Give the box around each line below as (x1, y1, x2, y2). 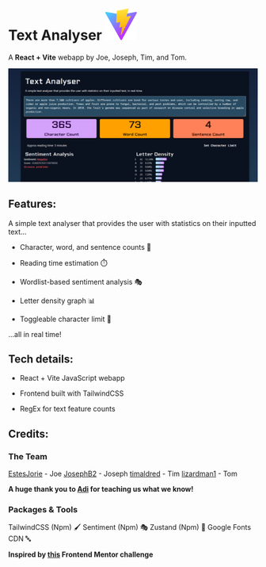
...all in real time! (8, 329, 62, 339)
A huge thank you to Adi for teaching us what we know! (8, 485, 194, 494)
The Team (8, 450, 47, 462)
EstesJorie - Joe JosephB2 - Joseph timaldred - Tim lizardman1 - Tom (8, 469, 237, 479)
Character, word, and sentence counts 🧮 (19, 242, 152, 251)
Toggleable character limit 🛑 (19, 314, 112, 324)
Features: (8, 197, 57, 211)
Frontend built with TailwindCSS (19, 389, 124, 398)
